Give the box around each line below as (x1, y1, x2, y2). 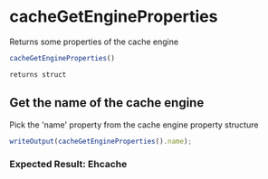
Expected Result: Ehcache (9, 158, 128, 171)
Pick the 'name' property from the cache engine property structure (9, 119, 259, 130)
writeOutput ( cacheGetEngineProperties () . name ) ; (9, 137, 193, 146)
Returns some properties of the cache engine (9, 36, 179, 47)
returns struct (9, 70, 67, 79)
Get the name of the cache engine (9, 95, 205, 110)
